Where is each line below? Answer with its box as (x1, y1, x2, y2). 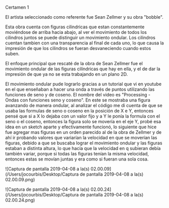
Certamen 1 (5, 5, 29, 10)
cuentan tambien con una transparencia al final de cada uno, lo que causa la (5, 40, 164, 46)
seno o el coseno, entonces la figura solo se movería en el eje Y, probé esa (5, 119, 161, 124)
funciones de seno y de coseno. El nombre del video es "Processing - (5, 92, 150, 97)
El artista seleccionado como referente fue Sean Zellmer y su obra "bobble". (5, 14, 164, 20)
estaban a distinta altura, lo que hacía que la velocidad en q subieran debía (5, 145, 161, 151)
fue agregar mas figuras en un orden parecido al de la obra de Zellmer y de (5, 129, 162, 135)
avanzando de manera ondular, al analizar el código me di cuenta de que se (5, 102, 162, 108)
